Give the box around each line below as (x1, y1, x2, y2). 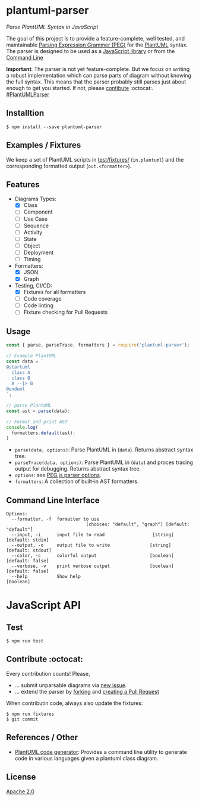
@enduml (6, 386, 26, 392)
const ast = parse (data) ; (6, 408, 70, 414)
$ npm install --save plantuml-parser (6, 123, 102, 130)
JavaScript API (6, 599, 81, 612)
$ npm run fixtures (6, 711, 55, 717)
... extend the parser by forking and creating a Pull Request (14, 688, 159, 695)
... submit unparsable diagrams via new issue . (14, 681, 127, 689)
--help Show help (11, 574, 81, 580)
